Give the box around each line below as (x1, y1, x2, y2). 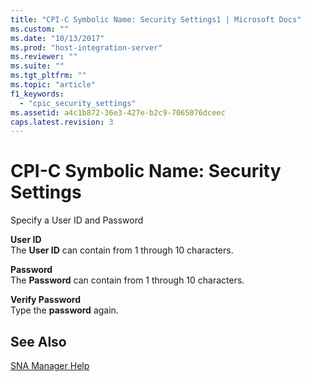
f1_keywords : (10, 89, 65, 99)
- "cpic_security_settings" (19, 98, 137, 108)
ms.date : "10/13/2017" (10, 33, 105, 43)
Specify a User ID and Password (10, 214, 144, 226)
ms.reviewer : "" (10, 52, 78, 62)
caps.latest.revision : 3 (10, 117, 114, 127)
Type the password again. (10, 304, 119, 316)
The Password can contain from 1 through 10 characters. (10, 274, 245, 286)
